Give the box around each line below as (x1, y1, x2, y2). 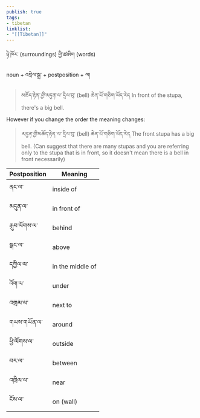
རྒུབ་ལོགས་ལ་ (9, 222, 38, 230)
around (52, 320, 73, 328)
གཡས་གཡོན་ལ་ (9, 318, 44, 327)
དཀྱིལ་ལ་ (9, 260, 28, 268)
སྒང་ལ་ (9, 241, 24, 249)
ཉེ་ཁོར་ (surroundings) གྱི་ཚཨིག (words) (6, 51, 95, 58)
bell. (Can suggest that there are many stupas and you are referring (21, 143, 189, 150)
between (52, 359, 77, 367)
